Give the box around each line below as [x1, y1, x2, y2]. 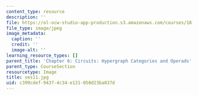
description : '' [6, 14, 46, 20]
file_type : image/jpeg [6, 25, 62, 31]
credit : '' [11, 42, 38, 48]
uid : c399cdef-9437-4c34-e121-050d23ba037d [6, 80, 115, 86]
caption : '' [11, 36, 41, 42]
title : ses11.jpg [6, 74, 49, 80]
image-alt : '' [11, 47, 46, 53]
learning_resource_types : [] [6, 53, 78, 58]
